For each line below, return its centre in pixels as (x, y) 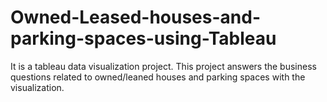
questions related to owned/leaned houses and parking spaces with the (158, 77)
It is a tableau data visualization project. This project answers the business (163, 66)
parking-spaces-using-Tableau (143, 38)
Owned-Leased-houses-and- (135, 17)
